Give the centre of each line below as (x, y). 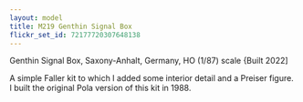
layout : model (37, 18)
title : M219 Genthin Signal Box (71, 26)
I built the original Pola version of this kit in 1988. (100, 88)
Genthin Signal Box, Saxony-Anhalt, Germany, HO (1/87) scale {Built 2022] (149, 61)
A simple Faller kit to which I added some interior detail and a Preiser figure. (151, 78)
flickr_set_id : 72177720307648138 (75, 35)
